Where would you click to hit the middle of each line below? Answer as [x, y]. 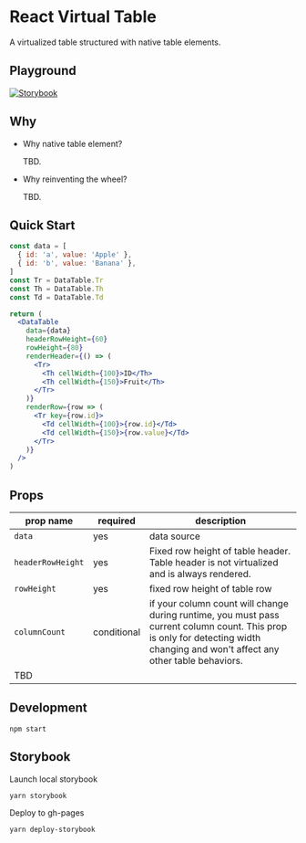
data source [174, 536]
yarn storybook [38, 796]
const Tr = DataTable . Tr [56, 280]
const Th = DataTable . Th [56, 289]
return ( [26, 314]
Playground [43, 71]
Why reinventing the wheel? [75, 179]
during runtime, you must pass [214, 615]
